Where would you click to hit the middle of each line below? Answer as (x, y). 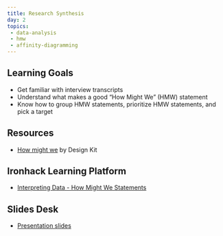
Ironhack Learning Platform (67, 171)
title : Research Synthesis (46, 13)
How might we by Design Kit (57, 150)
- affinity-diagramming (44, 45)
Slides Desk (33, 209)
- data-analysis (33, 33)
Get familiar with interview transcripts (70, 89)
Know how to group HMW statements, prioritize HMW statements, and (116, 104)
